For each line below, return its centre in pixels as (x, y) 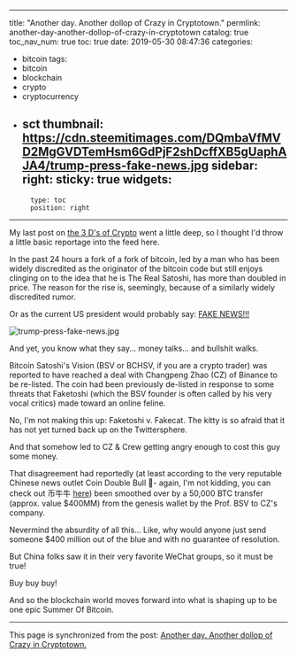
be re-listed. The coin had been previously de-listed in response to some (142, 384)
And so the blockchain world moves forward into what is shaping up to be (143, 600)
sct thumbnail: (63, 124)
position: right (60, 208)
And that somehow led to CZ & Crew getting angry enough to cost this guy (145, 446)
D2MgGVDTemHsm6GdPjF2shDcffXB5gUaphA (154, 152)
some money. (34, 456)
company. (27, 512)
